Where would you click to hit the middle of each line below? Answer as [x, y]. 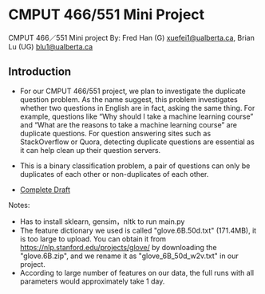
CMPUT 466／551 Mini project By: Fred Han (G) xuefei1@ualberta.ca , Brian [132, 37]
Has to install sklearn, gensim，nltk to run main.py [102, 221]
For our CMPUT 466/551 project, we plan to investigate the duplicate [132, 91]
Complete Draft [45, 190]
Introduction [40, 72]
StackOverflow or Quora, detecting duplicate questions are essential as [137, 142]
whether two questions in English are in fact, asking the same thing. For [137, 108]
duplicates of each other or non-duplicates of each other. [114, 174]
